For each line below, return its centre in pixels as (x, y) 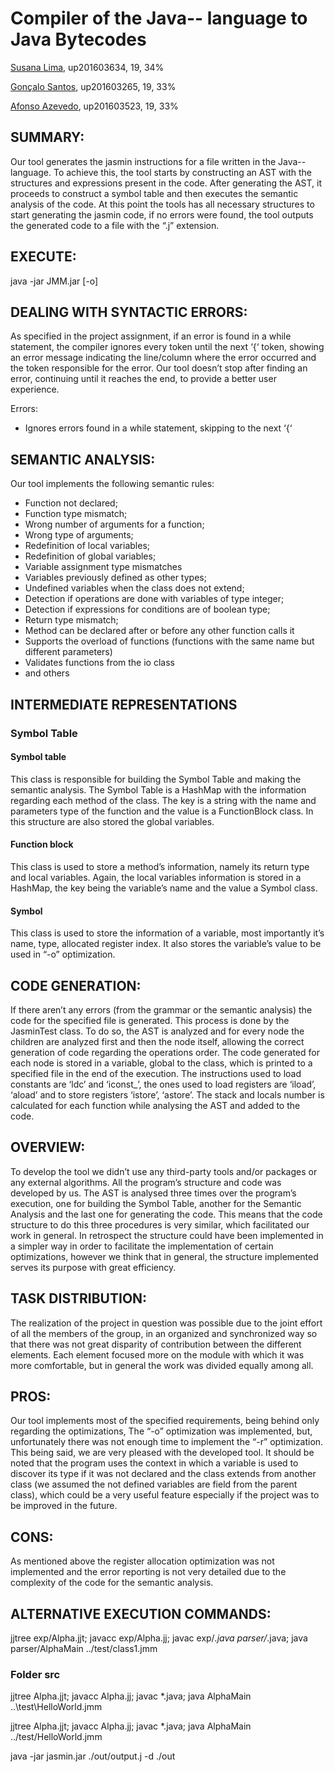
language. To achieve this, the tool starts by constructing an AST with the (161, 172)
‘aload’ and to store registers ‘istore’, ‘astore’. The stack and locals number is (167, 1094)
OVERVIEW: (48, 1147)
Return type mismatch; (71, 620)
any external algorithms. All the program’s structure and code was (146, 1182)
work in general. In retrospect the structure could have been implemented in (167, 1235)
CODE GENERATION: (76, 985)
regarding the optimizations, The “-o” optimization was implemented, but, (161, 1431)
